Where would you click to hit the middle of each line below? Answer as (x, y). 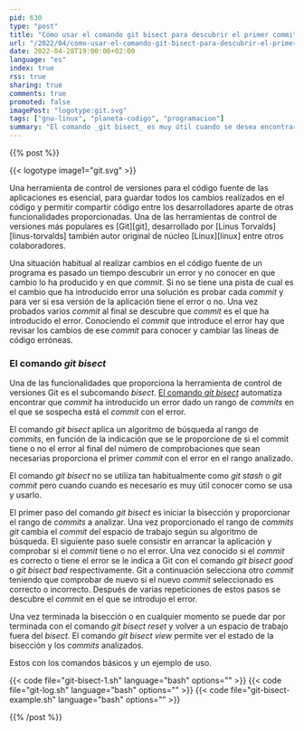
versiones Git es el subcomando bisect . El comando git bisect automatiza (146, 393)
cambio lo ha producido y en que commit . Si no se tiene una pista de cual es (152, 282)
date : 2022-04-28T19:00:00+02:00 (72, 52)
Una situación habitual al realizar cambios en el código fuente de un (136, 263)
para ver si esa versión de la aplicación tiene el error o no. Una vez (134, 301)
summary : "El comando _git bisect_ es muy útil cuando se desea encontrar (153, 128)
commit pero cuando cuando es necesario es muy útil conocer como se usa (151, 486)
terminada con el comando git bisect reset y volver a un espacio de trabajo (149, 626)
